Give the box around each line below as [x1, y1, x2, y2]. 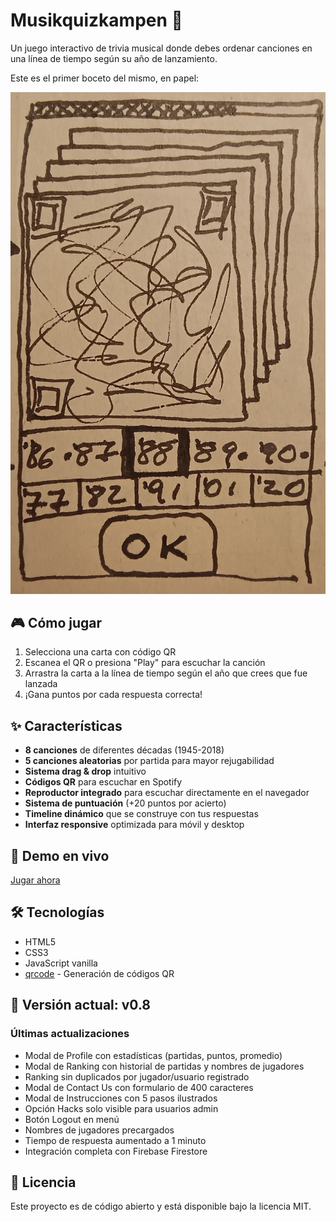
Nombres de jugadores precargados [24, 1124, 175, 1136]
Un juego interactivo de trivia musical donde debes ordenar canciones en [10, 42, 313, 54]
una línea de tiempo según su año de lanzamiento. [10, 52, 218, 64]
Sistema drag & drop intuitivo [24, 765, 147, 778]
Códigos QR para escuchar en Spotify [24, 776, 183, 788]
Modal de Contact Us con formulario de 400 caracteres [24, 1081, 254, 1093]
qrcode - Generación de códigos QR [24, 967, 175, 979]
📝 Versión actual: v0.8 [10, 997, 151, 1014]
